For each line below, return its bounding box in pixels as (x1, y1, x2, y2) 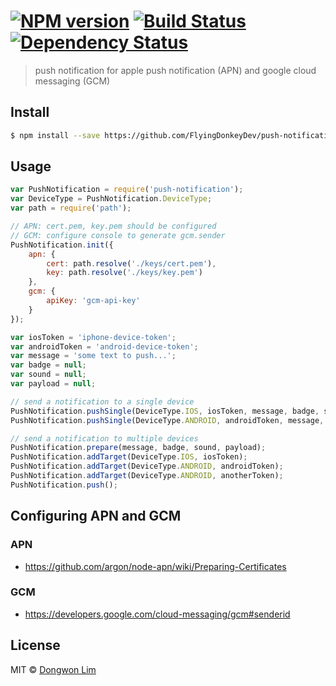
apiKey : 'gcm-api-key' (46, 296, 141, 306)
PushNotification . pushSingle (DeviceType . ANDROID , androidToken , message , (10, 415, 325, 425)
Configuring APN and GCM (10, 508, 182, 525)
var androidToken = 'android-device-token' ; (10, 341, 199, 352)
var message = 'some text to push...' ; (10, 351, 177, 361)
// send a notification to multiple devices (10, 433, 199, 444)
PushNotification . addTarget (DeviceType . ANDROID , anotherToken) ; (10, 471, 284, 481)
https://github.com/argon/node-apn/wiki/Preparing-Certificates (24, 560, 287, 572)
